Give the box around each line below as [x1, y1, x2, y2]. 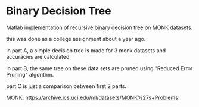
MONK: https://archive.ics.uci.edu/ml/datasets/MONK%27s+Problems [6, 94, 179, 101]
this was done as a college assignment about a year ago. [6, 35, 146, 42]
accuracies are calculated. [6, 53, 71, 60]
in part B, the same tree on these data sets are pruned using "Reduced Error [6, 64, 193, 72]
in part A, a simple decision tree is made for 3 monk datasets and [6, 46, 166, 54]
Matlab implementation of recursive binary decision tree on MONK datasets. [6, 24, 193, 31]
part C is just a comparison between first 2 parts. [6, 82, 127, 90]
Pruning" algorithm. [6, 71, 54, 78]
